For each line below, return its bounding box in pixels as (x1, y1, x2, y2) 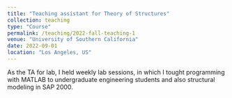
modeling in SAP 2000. (7, 83, 73, 91)
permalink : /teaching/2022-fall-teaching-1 (7, 29, 136, 37)
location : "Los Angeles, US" (7, 49, 92, 56)
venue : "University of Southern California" (7, 36, 139, 43)
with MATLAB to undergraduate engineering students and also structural (7, 75, 215, 83)
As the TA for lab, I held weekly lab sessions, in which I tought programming (7, 67, 225, 76)
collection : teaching (7, 17, 70, 24)
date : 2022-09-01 (7, 42, 58, 49)
